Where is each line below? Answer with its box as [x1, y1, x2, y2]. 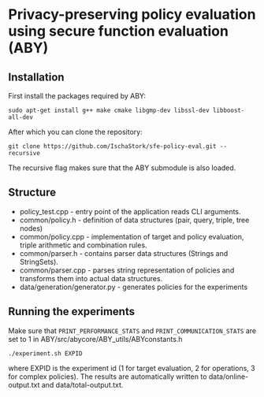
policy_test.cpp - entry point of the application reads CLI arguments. [19, 206, 242, 216]
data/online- [208, 372, 249, 381]
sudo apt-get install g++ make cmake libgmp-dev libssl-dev [8, 106, 210, 114]
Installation [8, 70, 65, 83]
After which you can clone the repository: [8, 128, 143, 136]
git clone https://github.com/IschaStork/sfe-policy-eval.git [8, 143, 217, 150]
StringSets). [19, 257, 59, 266]
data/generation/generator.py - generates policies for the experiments [19, 282, 248, 291]
